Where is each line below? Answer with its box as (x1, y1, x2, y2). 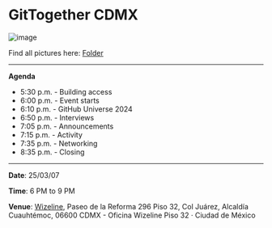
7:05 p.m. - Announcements (19, 121, 114, 131)
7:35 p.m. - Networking (19, 138, 98, 148)
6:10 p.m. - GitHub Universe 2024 (19, 103, 134, 114)
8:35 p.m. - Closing (19, 147, 85, 157)
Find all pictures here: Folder (8, 48, 104, 57)
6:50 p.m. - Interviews (19, 112, 95, 122)
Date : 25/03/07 (8, 170, 60, 179)
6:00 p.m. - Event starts (19, 95, 100, 105)
